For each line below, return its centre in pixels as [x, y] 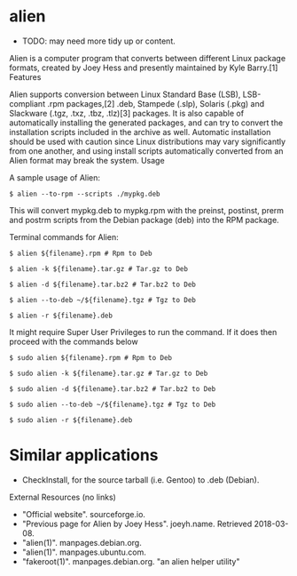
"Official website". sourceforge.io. [84, 514]
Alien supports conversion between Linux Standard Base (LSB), [125, 94]
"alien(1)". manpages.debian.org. [82, 542]
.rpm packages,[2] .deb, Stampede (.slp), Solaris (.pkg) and [156, 103]
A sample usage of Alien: [55, 177]
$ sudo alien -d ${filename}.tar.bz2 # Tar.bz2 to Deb [113, 388]
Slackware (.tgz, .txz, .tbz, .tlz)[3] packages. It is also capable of [127, 113]
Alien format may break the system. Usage [87, 160]
